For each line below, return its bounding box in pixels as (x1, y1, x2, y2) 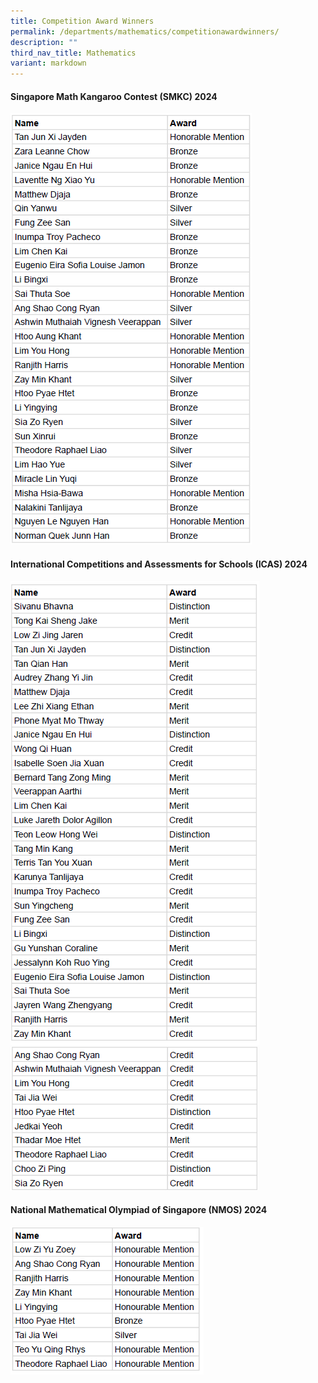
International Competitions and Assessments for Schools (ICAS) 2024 (10, 558, 308, 570)
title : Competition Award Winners (10, 16, 155, 26)
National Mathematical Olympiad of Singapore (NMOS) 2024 (10, 1204, 268, 1216)
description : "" (10, 37, 78, 47)
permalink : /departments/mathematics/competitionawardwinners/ (10, 26, 280, 37)
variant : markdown (10, 58, 87, 69)
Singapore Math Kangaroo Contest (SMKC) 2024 (10, 90, 218, 102)
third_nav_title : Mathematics (10, 48, 137, 58)
